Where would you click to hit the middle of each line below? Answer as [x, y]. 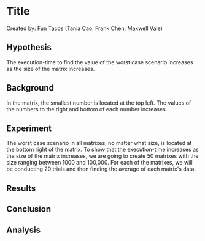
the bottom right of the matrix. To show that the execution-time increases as [102, 150]
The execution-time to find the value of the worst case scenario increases [100, 62]
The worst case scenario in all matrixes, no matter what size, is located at [99, 143]
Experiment [29, 128]
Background [30, 88]
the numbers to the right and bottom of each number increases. [87, 109]
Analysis [24, 230]
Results [21, 188]
